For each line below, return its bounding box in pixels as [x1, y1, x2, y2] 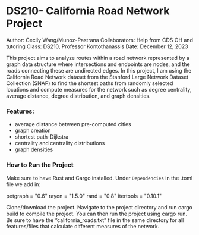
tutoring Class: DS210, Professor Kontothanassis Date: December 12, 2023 [6, 43, 188, 50]
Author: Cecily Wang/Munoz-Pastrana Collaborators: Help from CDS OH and [6, 36, 193, 43]
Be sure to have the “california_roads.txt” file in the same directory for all [6, 216, 184, 224]
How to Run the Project [6, 161, 74, 169]
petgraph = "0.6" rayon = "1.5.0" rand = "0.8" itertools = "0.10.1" [6, 192, 162, 199]
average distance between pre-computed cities [14, 121, 132, 128]
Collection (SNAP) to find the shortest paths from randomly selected [6, 79, 173, 87]
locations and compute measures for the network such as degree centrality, [6, 86, 192, 93]
